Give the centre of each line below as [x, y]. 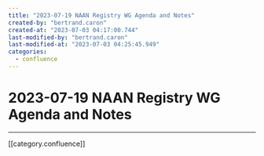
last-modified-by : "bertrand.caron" [68, 37]
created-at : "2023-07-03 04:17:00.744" [73, 30]
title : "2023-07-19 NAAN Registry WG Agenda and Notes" [101, 15]
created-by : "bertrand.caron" [58, 23]
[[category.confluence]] [47, 143]
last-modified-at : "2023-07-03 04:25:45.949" [84, 45]
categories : [27, 52]
